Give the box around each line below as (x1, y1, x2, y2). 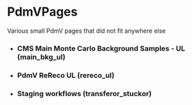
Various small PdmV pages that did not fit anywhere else (7, 27, 166, 35)
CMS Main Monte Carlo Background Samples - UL (16, 44, 186, 53)
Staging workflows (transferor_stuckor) (16, 89, 152, 98)
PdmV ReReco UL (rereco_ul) (16, 70, 115, 80)
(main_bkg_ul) (16, 52, 66, 61)
